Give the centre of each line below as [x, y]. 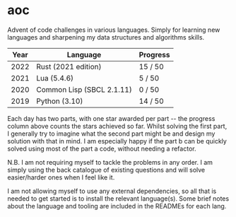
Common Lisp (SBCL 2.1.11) [84, 89]
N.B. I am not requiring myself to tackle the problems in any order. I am [110, 162]
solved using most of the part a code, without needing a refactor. [102, 148]
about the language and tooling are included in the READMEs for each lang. [117, 206]
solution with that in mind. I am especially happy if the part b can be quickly [117, 141]
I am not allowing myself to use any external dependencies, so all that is [112, 191]
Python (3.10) [60, 101]
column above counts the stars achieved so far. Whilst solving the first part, [117, 126]
